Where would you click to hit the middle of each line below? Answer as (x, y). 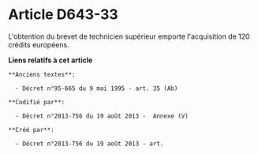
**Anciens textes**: (42, 74)
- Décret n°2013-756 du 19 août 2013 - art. (90, 144)
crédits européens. (39, 44)
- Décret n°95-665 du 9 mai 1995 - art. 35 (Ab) (97, 88)
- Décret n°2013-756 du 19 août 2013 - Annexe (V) (102, 116)
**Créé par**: (32, 130)
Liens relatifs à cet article (50, 60)
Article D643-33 (63, 15)
